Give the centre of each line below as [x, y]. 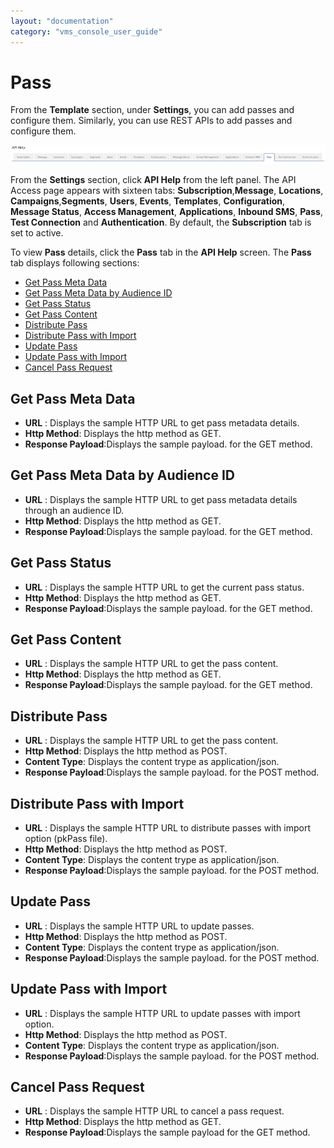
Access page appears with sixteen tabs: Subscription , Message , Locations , [167, 191]
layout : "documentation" [62, 21]
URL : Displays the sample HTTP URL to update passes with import [162, 1013]
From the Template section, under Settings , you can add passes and [152, 110]
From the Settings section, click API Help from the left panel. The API [153, 180]
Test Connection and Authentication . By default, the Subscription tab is [161, 222]
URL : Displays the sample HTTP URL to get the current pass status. [164, 587]
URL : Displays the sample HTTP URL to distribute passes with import [168, 827]
